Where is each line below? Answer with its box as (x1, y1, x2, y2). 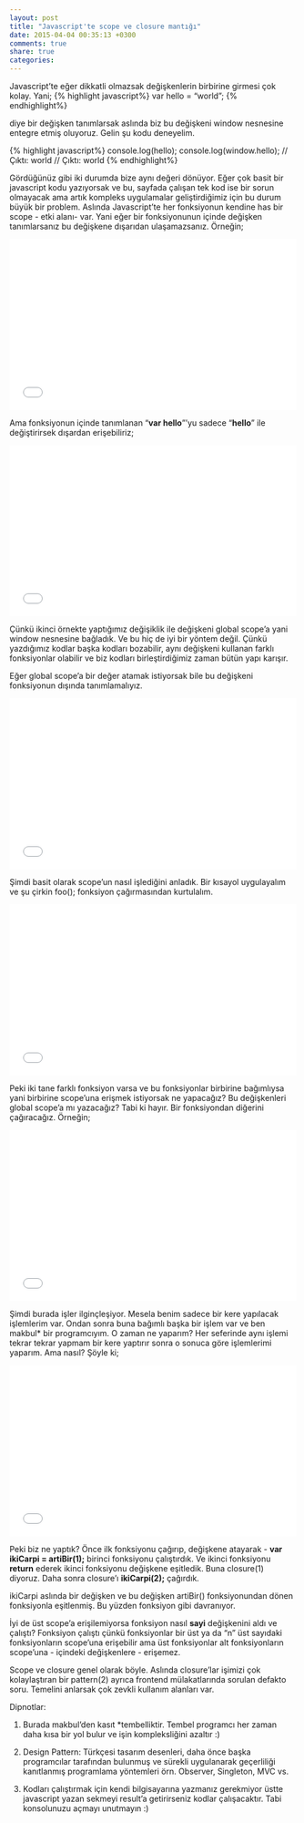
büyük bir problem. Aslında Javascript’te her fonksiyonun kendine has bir (9, 201, 284, 212)
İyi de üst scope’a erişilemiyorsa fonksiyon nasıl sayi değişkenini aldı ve (9, 1618, 278, 1628)
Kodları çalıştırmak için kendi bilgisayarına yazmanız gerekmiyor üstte (22, 1784, 284, 1794)
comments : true (9, 38, 67, 48)
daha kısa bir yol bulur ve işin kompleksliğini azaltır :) (22, 1729, 220, 1739)
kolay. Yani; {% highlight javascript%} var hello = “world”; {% (9, 90, 238, 101)
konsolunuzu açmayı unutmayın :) (22, 1803, 149, 1814)
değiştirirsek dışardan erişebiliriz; (9, 427, 135, 438)
